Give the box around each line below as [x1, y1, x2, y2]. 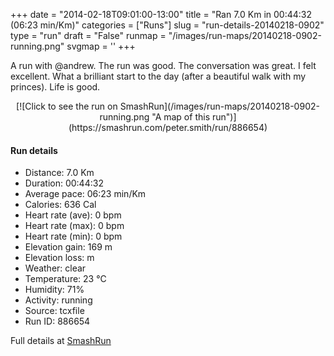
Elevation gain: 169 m [24, 241, 113, 253]
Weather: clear [24, 262, 87, 274]
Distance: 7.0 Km [24, 167, 95, 179]
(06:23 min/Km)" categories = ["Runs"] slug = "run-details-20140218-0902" [10, 19, 325, 31]
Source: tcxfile [24, 305, 85, 317]
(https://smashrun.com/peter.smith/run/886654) [68, 122, 268, 133]
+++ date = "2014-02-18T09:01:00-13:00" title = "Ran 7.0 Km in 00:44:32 [10, 9, 313, 20]
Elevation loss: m [24, 252, 95, 264]
